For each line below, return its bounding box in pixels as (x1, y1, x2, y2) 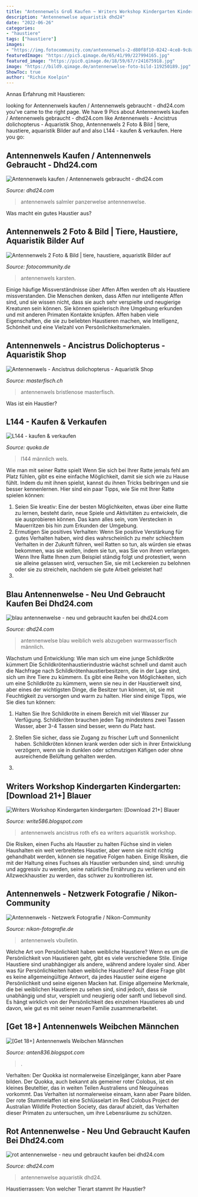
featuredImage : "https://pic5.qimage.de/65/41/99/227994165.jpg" (6, 53, 170, 58)
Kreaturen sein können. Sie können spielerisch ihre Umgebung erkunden (6, 304, 183, 311)
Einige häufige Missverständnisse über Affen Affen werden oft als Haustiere (6, 286, 190, 293)
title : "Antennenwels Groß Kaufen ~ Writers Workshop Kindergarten (6, 8, 176, 15)
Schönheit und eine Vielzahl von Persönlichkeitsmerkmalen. (6, 323, 151, 330)
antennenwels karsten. (20, 274, 76, 281)
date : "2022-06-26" (6, 19, 54, 25)
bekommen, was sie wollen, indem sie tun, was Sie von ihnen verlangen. (14, 547, 190, 555)
